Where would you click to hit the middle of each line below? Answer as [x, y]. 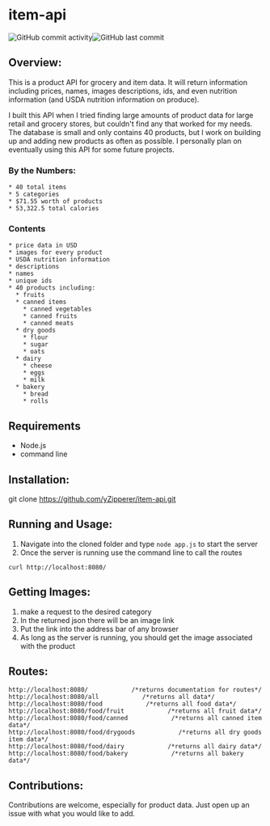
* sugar [36, 345]
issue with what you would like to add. [72, 814]
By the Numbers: [42, 170]
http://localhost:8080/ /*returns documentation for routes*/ [135, 690]
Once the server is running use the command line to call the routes [131, 553]
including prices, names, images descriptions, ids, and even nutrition [123, 91]
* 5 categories [34, 195]
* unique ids [30, 281]
